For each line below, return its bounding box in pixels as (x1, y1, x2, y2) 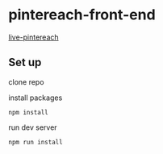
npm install (8, 108, 48, 116)
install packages (8, 93, 63, 102)
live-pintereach (8, 32, 59, 42)
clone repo (8, 77, 44, 86)
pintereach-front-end (8, 6, 156, 24)
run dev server (8, 123, 58, 132)
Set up (8, 56, 42, 69)
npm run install (8, 138, 63, 146)
